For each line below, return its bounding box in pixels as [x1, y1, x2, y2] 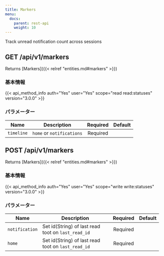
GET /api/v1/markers [5, 53, 69, 61]
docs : [9, 16, 21, 21]
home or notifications [32, 130, 82, 137]
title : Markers [5, 7, 36, 12]
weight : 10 [14, 25, 36, 30]
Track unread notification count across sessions [5, 39, 102, 44]
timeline [7, 130, 28, 136]
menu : [5, 12, 16, 17]
